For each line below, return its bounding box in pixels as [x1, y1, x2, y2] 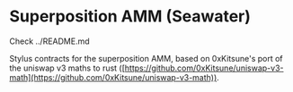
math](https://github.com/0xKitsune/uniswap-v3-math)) [9, 71, 218, 82]
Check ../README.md [9, 36, 90, 46]
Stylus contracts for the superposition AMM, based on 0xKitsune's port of [9, 53, 283, 63]
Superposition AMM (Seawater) [9, 6, 252, 27]
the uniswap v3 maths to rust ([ [9, 63, 126, 73]
